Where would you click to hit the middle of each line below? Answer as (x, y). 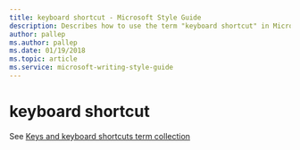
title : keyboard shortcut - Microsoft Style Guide (105, 17)
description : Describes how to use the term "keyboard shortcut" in (139, 26)
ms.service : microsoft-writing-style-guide (92, 68)
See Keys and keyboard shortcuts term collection (100, 136)
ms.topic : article (43, 59)
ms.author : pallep (43, 42)
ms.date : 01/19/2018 (48, 51)
